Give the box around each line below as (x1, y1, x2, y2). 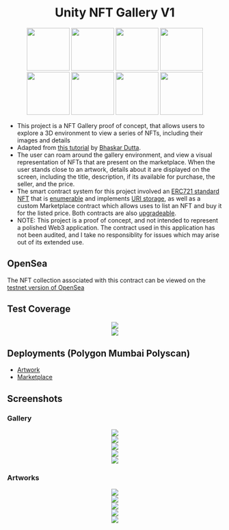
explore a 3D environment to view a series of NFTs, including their (16, 129, 204, 137)
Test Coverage (7, 303, 71, 315)
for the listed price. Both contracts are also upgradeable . (16, 209, 176, 217)
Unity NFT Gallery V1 (54, 5, 176, 21)
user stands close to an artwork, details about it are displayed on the (16, 165, 211, 173)
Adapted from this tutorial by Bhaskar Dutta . (16, 143, 142, 151)
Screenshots (7, 392, 63, 405)
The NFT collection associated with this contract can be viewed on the (7, 276, 206, 284)
